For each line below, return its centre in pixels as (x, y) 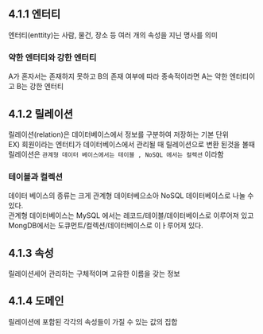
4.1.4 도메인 (36, 301)
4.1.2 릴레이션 (41, 114)
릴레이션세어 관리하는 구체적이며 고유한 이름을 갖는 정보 (94, 274)
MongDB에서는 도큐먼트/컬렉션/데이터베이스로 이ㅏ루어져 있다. (106, 226)
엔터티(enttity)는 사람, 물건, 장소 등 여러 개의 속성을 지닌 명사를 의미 (113, 35)
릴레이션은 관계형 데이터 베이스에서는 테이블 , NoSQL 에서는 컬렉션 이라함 (116, 154)
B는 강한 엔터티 (40, 87)
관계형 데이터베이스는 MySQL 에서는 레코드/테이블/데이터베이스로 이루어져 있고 (131, 216)
